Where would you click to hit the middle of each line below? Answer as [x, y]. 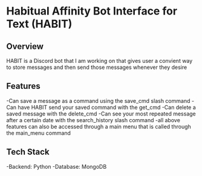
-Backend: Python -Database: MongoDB [57, 166]
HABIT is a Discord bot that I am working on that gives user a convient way [99, 61]
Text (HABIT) [39, 24]
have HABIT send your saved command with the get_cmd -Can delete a [107, 107]
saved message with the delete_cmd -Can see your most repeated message [101, 114]
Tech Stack [28, 152]
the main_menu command [39, 133]
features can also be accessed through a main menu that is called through [99, 126]
